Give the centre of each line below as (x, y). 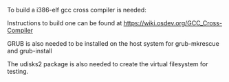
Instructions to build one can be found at (65, 23)
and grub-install (30, 51)
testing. (18, 71)
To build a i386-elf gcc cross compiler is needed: (77, 10)
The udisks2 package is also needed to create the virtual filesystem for (108, 64)
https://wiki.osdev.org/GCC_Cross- (173, 23)
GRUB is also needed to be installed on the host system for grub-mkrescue (113, 43)
